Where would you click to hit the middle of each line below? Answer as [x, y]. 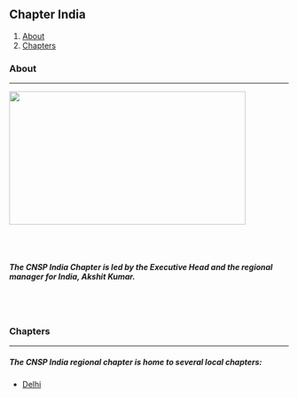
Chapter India [47, 15]
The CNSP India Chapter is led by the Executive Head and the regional [141, 267]
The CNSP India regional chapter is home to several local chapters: [136, 362]
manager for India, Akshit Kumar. [72, 276]
